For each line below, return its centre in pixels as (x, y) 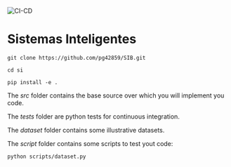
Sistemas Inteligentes (72, 39)
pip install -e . (33, 82)
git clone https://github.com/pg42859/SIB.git (77, 58)
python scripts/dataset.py (47, 156)
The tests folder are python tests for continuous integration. (94, 116)
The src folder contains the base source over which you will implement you (116, 95)
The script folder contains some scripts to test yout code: (90, 143)
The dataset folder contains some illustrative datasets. (86, 130)
